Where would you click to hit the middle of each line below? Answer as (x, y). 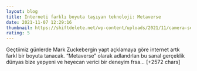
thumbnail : (19, 28)
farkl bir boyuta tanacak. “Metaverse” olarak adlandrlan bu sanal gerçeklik (96, 56)
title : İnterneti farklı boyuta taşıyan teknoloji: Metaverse (84, 17)
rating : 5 (18, 33)
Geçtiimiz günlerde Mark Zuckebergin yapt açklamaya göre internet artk (93, 49)
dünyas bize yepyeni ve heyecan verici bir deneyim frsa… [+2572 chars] (93, 62)
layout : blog (22, 11)
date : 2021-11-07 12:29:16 (39, 22)
